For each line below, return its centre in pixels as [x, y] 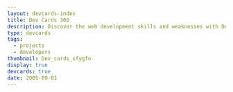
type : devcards [29, 33]
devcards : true [29, 71]
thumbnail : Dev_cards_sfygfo [49, 59]
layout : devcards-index [42, 13]
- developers [32, 53]
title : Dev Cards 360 [38, 20]
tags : [15, 39]
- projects [29, 46]
